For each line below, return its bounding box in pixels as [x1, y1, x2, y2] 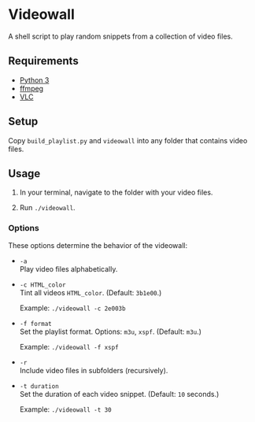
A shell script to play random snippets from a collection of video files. [8, 31, 234, 41]
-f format [19, 320, 53, 328]
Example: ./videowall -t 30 [19, 404, 112, 414]
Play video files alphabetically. [19, 264, 118, 273]
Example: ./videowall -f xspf [19, 342, 120, 351]
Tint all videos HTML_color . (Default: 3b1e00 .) [19, 287, 162, 297]
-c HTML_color [19, 281, 66, 289]
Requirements [8, 54, 79, 68]
